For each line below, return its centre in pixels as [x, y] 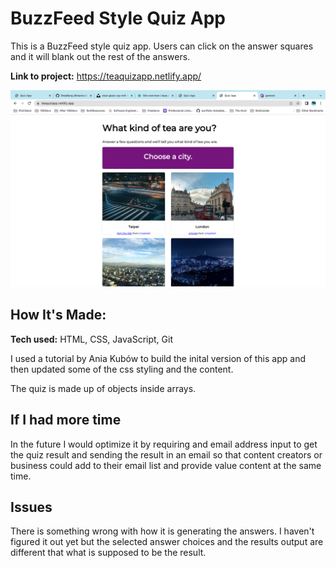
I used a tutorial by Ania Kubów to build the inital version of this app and [158, 358]
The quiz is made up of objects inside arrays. [103, 388]
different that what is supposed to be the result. [108, 553]
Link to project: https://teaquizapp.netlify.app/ [106, 76]
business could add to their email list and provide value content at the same [166, 465]
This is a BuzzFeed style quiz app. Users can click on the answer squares [162, 46]
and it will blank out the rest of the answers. [100, 56]
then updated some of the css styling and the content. [122, 369]
